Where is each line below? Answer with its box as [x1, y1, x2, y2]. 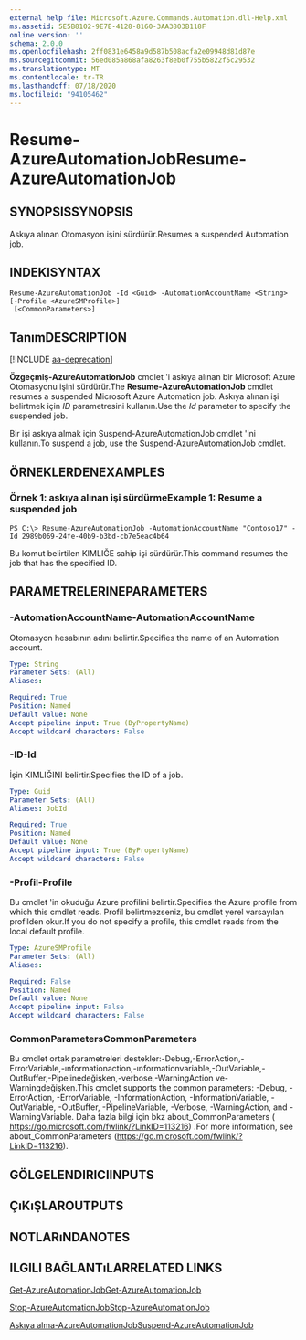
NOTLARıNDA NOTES [9, 1229, 131, 1245]
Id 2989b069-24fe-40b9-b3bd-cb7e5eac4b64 [9, 532, 170, 541]
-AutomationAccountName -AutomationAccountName [9, 611, 256, 624]
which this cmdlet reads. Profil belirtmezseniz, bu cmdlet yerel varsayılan [9, 906, 285, 918]
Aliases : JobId [9, 804, 68, 813]
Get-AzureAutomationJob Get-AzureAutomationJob [9, 1284, 202, 1295]
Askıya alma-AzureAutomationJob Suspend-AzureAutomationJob [9, 1320, 254, 1331]
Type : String [9, 659, 59, 669]
